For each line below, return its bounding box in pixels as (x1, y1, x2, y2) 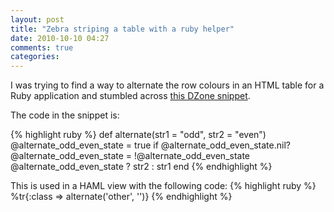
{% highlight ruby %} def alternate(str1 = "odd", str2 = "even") (10, 129, 267, 141)
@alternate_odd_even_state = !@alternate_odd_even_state (10, 150, 251, 162)
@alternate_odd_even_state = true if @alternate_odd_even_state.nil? (10, 139, 291, 151)
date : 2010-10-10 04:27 (10, 33, 110, 43)
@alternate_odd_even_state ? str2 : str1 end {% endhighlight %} (10, 161, 273, 173)
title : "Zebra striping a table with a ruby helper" (10, 24, 235, 34)
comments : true (10, 42, 74, 53)
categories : (10, 52, 60, 62)
